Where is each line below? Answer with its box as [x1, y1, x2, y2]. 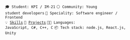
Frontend [5, 15, 23, 20]
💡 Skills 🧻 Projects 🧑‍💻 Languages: [5, 20, 75, 25]
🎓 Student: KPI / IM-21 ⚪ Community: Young [5, 4, 97, 9]
